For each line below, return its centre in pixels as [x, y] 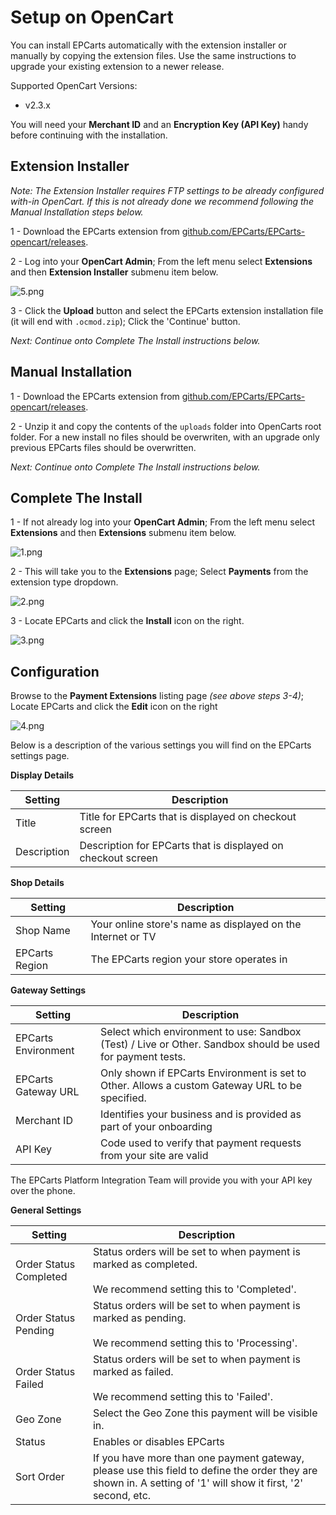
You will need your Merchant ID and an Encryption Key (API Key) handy [159, 124]
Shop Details [37, 883]
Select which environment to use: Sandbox [201, 1032]
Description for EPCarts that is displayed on [181, 846]
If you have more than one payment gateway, [198, 1458]
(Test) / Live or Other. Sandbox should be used [210, 1044]
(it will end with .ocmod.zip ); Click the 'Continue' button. [125, 321]
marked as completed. [145, 1264]
